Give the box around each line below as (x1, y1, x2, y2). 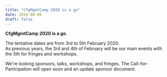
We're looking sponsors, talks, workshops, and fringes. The (5, 61, 130, 67)
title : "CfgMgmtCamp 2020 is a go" (5, 7, 80, 13)
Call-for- (130, 61, 148, 67)
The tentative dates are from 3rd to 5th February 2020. (5, 40, 120, 46)
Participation (5, 66, 32, 72)
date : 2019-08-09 (5, 12, 42, 17)
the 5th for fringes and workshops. (5, 51, 78, 57)
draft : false (5, 17, 33, 22)
